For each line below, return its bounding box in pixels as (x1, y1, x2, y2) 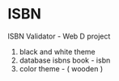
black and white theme (19, 47, 96, 56)
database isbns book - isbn (19, 55, 111, 65)
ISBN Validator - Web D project (7, 31, 111, 41)
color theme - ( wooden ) (19, 63, 104, 73)
